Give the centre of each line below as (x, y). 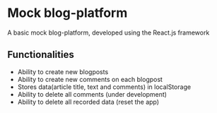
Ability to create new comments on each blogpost (90, 79)
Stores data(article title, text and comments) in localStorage (104, 87)
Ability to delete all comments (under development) (92, 94)
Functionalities (41, 55)
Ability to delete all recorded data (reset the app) (88, 102)
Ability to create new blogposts (63, 71)
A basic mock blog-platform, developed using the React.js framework (108, 32)
